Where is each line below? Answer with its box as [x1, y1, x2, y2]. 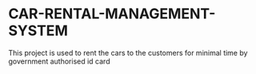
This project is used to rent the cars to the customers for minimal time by [8, 48, 248, 57]
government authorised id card [8, 56, 110, 66]
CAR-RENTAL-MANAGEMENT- [8, 5, 216, 23]
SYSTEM [8, 21, 68, 40]
